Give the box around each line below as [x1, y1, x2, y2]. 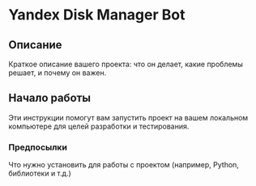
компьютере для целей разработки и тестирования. [8, 121, 190, 131]
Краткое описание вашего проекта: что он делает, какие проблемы [8, 59, 243, 69]
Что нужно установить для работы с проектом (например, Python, [8, 160, 239, 170]
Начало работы [8, 91, 92, 105]
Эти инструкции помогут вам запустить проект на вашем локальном [8, 112, 249, 122]
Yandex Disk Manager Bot [8, 6, 186, 24]
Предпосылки [8, 142, 67, 153]
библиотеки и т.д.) [8, 168, 71, 179]
